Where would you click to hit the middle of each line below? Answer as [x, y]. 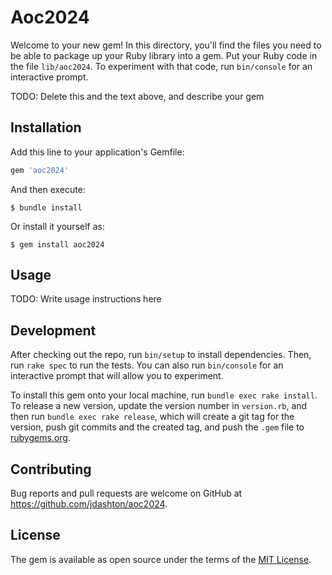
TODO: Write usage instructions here [86, 299]
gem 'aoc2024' [40, 170]
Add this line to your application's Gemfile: [97, 152]
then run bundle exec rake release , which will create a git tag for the [152, 417]
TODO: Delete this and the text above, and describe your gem [137, 96]
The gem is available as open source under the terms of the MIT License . [161, 559]
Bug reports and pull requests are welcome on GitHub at [126, 493]
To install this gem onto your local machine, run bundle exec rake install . [164, 395]
